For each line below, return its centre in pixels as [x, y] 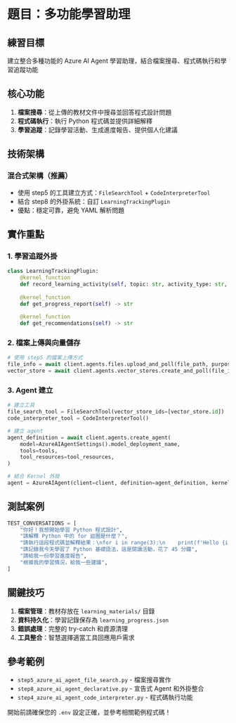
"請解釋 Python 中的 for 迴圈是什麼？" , [74, 536]
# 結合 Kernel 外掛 [34, 476]
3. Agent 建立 [30, 390]
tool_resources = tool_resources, [67, 457]
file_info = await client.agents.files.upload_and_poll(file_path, [108, 364]
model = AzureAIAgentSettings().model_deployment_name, [100, 444]
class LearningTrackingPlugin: [53, 271]
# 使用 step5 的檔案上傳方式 [45, 358]
